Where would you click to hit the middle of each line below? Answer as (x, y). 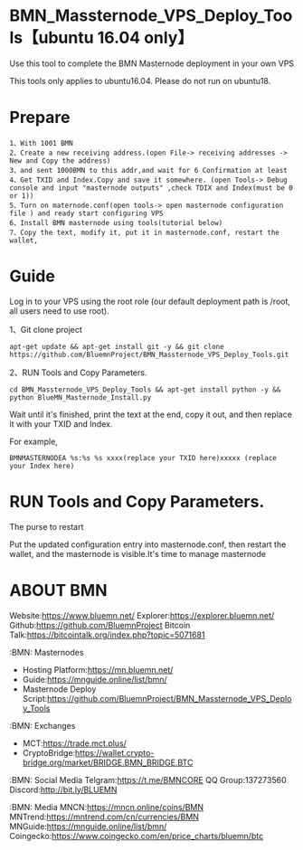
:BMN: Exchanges (43, 725)
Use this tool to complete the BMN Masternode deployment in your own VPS (152, 63)
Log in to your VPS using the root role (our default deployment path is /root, (150, 301)
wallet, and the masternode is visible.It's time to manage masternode (138, 553)
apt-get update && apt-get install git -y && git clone (117, 346)
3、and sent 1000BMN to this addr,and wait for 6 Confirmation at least (148, 170)
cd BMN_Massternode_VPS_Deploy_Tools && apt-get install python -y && (145, 390)
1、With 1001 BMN (42, 143)
